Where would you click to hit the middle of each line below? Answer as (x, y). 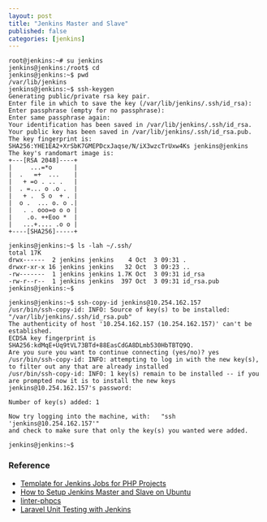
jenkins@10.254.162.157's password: (70, 388)
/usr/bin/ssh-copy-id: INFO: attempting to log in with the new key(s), (134, 360)
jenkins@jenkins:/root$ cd (54, 68)
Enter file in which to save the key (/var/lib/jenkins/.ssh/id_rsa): (130, 104)
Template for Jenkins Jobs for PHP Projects (93, 483)
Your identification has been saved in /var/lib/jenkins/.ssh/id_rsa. (130, 125)
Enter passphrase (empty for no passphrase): (86, 111)
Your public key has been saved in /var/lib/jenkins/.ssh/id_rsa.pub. (130, 132)
